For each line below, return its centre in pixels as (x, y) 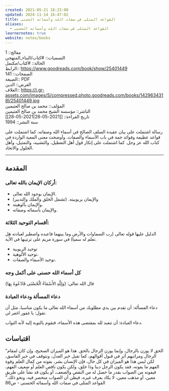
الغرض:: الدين (18, 84)
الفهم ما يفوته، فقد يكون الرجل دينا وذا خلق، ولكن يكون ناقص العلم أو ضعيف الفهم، (82, 367)
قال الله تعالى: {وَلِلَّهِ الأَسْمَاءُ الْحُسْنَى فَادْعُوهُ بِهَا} (50, 284)
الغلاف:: (13, 90)
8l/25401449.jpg (22, 100)
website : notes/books (28, 38)
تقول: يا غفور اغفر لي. (26, 313)
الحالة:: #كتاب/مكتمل (25, 63)
